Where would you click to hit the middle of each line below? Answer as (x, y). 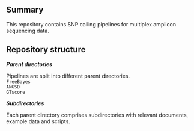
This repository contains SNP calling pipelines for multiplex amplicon (91, 24)
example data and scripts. (38, 121)
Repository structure (46, 50)
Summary (25, 10)
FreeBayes (19, 81)
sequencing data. (28, 31)
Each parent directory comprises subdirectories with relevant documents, (97, 115)
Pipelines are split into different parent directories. (68, 76)
